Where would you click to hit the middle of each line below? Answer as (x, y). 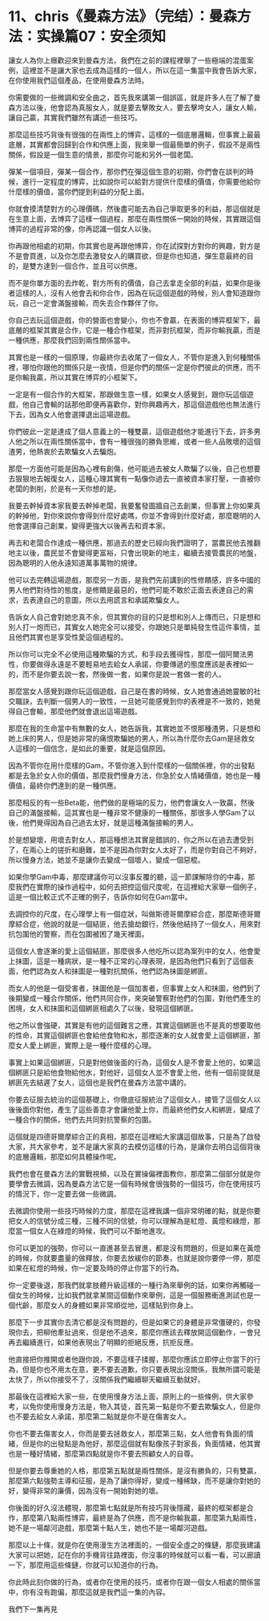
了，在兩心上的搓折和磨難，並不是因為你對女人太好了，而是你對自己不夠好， (134, 849)
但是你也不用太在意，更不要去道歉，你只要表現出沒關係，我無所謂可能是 (141, 1369)
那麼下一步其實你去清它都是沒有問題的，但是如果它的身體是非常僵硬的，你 (131, 1322)
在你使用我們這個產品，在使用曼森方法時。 (78, 80)
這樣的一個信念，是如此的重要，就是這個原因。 (92, 748)
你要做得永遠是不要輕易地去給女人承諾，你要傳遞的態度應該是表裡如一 (138, 664)
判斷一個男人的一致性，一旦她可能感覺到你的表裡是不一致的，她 (148, 701)
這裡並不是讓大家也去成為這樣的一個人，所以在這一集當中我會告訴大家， (141, 70)
